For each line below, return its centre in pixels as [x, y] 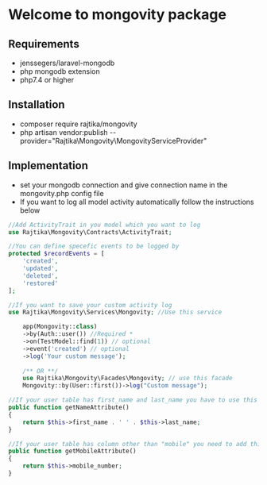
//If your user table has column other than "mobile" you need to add [128, 444]
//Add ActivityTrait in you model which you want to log [104, 225]
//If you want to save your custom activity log [90, 305]
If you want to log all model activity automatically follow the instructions [137, 202]
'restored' [41, 283]
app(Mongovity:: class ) [60, 327]
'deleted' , [41, 275]
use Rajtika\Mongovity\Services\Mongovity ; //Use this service [115, 312]
